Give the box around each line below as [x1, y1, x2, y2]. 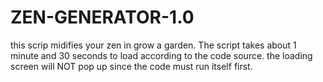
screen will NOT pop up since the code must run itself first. [10, 60, 253, 72]
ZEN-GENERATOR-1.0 [10, 6, 195, 29]
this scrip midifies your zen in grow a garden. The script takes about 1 [10, 39, 297, 51]
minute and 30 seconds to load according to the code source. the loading [10, 49, 313, 61]
